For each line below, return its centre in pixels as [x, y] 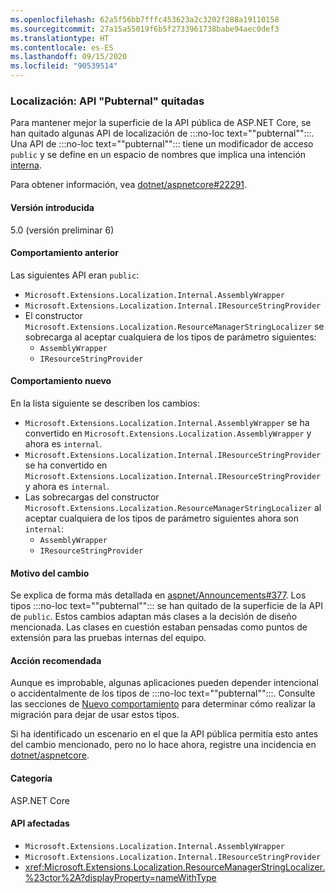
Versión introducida [52, 207]
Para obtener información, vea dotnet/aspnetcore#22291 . [129, 185]
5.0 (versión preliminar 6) [62, 230]
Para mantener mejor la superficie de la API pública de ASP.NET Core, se [161, 123]
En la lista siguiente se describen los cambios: [105, 403]
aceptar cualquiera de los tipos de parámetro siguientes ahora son [161, 518]
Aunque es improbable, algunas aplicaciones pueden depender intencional [164, 683]
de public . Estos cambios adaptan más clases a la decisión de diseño [154, 617]
